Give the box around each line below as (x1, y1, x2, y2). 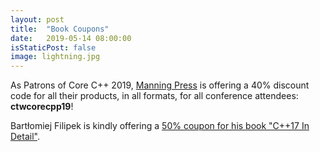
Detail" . (10, 131, 40, 143)
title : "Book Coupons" (10, 24, 110, 34)
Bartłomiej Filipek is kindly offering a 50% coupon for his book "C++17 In (10, 120, 310, 132)
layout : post (10, 14, 65, 25)
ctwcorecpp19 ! (10, 101, 74, 113)
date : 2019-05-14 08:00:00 (10, 33, 132, 43)
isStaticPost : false (10, 42, 97, 53)
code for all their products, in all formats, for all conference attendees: (10, 90, 299, 102)
